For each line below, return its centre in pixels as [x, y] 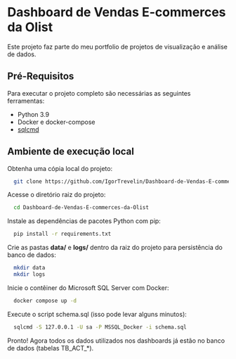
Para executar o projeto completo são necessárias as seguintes [99, 93]
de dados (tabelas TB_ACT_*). [51, 348]
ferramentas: [26, 101]
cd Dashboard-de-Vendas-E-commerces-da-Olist [81, 208]
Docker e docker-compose [56, 122]
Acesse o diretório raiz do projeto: [57, 195]
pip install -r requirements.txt [63, 234]
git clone [28, 181]
